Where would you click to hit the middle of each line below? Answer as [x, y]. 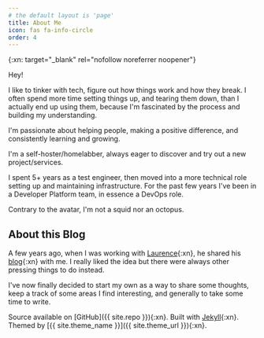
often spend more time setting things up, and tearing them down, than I [124, 98]
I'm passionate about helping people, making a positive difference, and [123, 130]
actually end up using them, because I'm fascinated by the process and [124, 107]
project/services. [36, 163]
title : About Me [35, 23]
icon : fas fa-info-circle [50, 30]
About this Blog [47, 234]
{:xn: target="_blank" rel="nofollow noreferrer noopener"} [102, 60]
